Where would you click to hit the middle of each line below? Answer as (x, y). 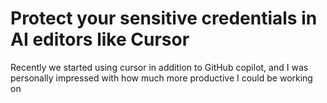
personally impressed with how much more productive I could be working (161, 78)
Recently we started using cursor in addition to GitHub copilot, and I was (159, 67)
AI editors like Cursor (100, 39)
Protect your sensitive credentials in (164, 18)
